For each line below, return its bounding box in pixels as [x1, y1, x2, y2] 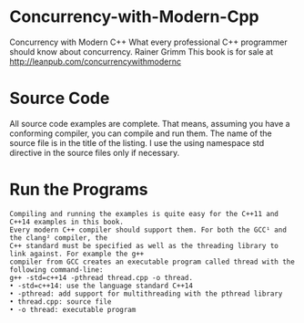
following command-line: [9, 265, 104, 275]
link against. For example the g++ [9, 249, 145, 258]
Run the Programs [9, 180, 148, 200]
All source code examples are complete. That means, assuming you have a [9, 118, 290, 129]
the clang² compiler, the [9, 233, 107, 243]
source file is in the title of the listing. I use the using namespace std [9, 137, 265, 148]
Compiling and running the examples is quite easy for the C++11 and [9, 209, 279, 218]
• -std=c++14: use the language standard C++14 [9, 281, 194, 290]
